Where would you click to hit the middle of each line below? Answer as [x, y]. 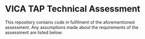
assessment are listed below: [34, 32]
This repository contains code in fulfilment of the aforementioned [70, 22]
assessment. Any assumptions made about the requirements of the [72, 27]
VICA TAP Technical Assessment [73, 9]
